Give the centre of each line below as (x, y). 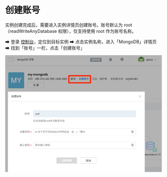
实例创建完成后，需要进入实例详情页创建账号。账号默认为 (64, 25)
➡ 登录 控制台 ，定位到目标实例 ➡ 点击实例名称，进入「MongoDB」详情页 (81, 42)
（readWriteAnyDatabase (31, 31)
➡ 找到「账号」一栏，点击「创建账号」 (45, 48)
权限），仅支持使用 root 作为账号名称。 (97, 31)
